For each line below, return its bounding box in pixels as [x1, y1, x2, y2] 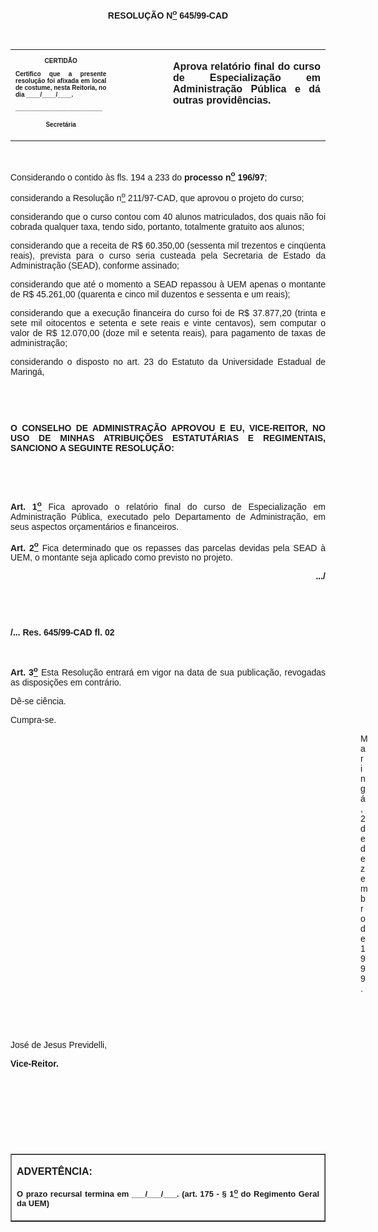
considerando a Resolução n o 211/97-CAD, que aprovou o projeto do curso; [10, 190, 305, 203]
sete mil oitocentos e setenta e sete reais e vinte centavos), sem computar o [10, 317, 326, 328]
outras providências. [172, 94, 272, 106]
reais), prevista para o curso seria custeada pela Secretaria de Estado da [10, 249, 326, 261]
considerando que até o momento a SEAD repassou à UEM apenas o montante [10, 278, 326, 290]
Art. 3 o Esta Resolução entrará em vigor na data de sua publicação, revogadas [10, 664, 327, 678]
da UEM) [16, 1198, 50, 1209]
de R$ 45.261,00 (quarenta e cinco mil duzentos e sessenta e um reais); [10, 288, 291, 300]
